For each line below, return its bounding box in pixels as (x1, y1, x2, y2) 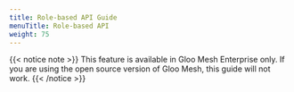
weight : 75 (9, 29, 50, 38)
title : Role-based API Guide (9, 13, 118, 22)
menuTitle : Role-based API (9, 21, 110, 30)
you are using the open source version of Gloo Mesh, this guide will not (9, 63, 271, 74)
